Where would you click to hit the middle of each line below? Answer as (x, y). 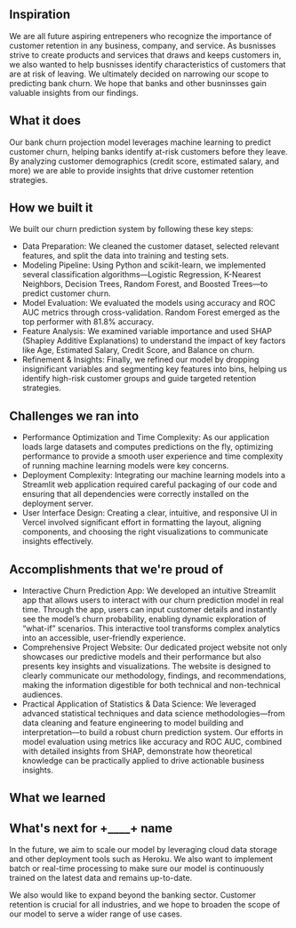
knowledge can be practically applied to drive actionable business (143, 761)
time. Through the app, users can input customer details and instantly (149, 610)
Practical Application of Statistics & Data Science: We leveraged (139, 704)
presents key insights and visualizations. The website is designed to (146, 667)
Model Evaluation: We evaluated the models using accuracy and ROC (148, 303)
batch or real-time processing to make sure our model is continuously (137, 868)
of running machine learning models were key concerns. (125, 466)
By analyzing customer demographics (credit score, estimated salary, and (144, 161)
